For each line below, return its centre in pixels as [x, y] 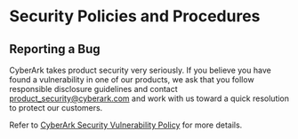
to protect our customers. [56, 108]
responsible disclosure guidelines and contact [93, 89]
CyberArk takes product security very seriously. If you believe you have [140, 70]
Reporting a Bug [55, 49]
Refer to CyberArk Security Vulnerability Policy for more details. [126, 125]
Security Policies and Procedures [135, 16]
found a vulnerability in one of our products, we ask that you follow [132, 80]
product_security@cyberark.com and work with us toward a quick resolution [149, 98]
